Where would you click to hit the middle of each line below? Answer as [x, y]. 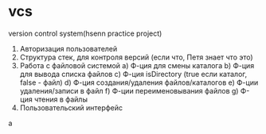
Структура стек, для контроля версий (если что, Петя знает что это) [136, 57]
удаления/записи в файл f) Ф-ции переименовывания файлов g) [129, 90]
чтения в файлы [61, 99]
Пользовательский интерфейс [71, 107]
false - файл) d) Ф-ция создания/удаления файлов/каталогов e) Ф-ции [139, 82]
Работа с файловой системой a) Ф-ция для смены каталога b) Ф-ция [137, 65]
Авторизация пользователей [68, 48]
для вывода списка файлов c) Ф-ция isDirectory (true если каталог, [133, 74]
